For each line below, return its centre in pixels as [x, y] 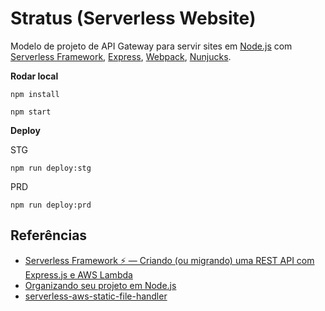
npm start [31, 112]
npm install [35, 94]
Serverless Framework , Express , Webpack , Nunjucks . [121, 56]
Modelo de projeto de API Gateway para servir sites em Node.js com [151, 46]
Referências [49, 235]
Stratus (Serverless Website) [133, 18]
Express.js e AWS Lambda [78, 274]
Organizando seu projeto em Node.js [100, 285]
